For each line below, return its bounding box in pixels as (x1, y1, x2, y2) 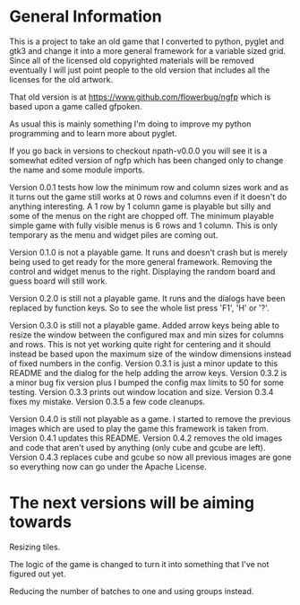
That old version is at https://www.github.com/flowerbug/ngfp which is (9, 92, 271, 102)
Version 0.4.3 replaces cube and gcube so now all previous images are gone (9, 452, 292, 462)
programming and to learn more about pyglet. (9, 127, 177, 138)
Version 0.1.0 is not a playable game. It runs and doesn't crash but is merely (9, 247, 288, 258)
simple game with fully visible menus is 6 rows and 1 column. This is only (9, 220, 278, 231)
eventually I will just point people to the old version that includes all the (9, 65, 270, 75)
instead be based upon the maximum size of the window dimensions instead (9, 348, 292, 359)
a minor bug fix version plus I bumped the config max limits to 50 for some (9, 377, 284, 388)
